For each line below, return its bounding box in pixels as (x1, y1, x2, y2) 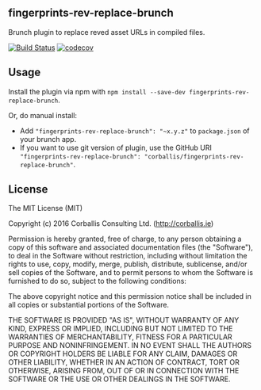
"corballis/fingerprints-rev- (144, 152, 244, 161)
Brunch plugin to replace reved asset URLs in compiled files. (8, 27, 205, 36)
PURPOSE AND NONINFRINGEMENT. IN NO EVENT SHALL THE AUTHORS (8, 341, 252, 350)
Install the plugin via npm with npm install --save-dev (8, 86, 186, 96)
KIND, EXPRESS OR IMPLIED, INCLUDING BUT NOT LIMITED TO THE (8, 324, 233, 334)
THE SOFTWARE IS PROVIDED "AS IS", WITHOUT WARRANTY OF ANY (8, 315, 240, 325)
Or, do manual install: (8, 110, 78, 120)
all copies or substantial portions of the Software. (8, 300, 169, 310)
